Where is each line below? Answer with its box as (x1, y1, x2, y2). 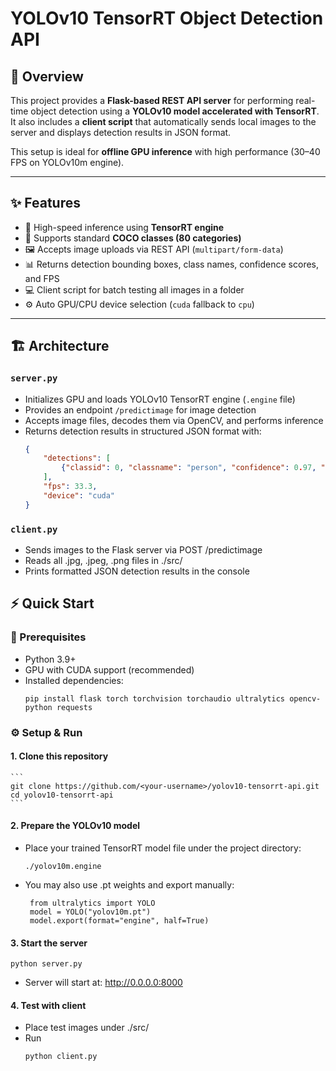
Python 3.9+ (24, 653, 77, 665)
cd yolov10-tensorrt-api (10, 790, 114, 800)
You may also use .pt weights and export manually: (24, 878, 235, 891)
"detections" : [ (43, 453, 111, 464)
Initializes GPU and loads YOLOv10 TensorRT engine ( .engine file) (24, 393, 296, 405)
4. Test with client (10, 999, 87, 1011)
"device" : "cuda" (43, 490, 116, 501)
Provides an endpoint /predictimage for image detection (24, 403, 257, 416)
